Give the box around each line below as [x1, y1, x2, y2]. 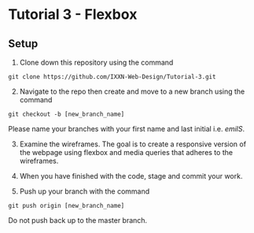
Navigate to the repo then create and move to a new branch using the [19, 87, 245, 96]
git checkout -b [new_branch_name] [8, 110, 125, 118]
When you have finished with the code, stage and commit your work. [19, 172, 243, 180]
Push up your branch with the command [19, 187, 150, 196]
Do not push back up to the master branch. [8, 216, 148, 225]
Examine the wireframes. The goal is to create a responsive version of [19, 139, 246, 149]
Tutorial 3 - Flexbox [8, 6, 138, 24]
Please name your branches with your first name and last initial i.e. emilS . [8, 124, 245, 133]
